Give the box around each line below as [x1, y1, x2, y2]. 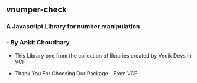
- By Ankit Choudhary [6, 39, 70, 47]
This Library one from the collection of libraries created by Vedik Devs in [14, 52, 192, 59]
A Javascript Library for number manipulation [6, 23, 140, 31]
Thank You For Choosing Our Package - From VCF [14, 69, 138, 76]
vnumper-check [6, 5, 67, 15]
